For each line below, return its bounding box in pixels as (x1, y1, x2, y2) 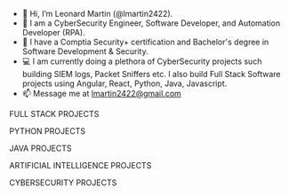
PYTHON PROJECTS (9, 126, 86, 136)
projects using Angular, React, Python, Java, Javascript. (21, 78, 228, 89)
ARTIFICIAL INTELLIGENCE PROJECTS (9, 160, 152, 170)
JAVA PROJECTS (9, 143, 73, 153)
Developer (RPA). (21, 27, 86, 37)
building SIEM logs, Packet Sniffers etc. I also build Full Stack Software (21, 69, 281, 79)
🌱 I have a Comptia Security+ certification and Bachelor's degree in (21, 36, 269, 47)
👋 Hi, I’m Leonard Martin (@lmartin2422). (21, 9, 173, 19)
